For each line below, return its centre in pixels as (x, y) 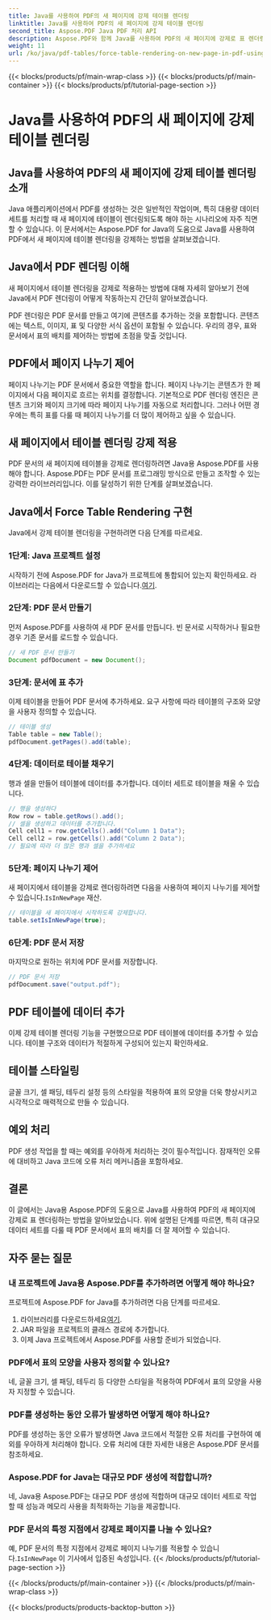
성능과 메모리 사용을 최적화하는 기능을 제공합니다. (103, 1506)
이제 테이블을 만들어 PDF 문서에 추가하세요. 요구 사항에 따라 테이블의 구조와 (127, 701)
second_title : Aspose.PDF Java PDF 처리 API (83, 31)
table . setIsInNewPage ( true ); (57, 921)
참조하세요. (26, 1454)
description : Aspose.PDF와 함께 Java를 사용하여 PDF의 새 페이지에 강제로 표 (127, 38)
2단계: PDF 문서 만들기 (50, 608)
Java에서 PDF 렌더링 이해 (69, 267)
